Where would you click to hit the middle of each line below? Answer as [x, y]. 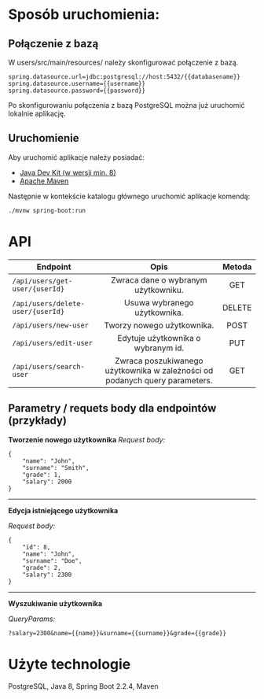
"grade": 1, [42, 475]
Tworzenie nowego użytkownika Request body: [87, 439]
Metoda [237, 267]
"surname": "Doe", [52, 560]
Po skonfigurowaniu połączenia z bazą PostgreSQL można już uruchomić [126, 105]
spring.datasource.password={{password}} [77, 91]
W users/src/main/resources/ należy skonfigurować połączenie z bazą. [123, 62]
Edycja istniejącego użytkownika [63, 510]
